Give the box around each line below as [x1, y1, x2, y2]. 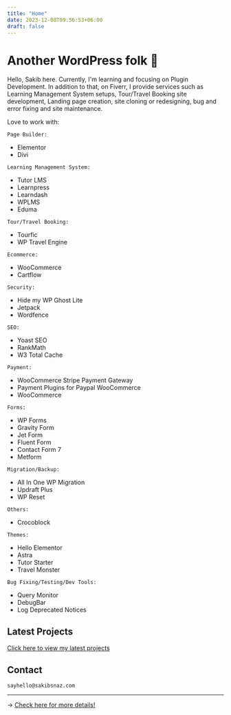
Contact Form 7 [16, 446, 62, 454]
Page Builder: [7, 132, 48, 138]
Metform [16, 453, 42, 462]
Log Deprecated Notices [16, 605, 87, 614]
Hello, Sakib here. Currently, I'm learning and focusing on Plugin [7, 75, 189, 83]
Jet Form [16, 431, 43, 439]
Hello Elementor [16, 543, 63, 552]
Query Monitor [16, 591, 59, 599]
